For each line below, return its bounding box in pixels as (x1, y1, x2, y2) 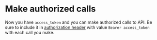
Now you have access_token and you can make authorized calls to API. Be (5, 19, 153, 25)
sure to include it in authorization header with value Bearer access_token (5, 24, 150, 30)
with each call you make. (5, 29, 55, 35)
